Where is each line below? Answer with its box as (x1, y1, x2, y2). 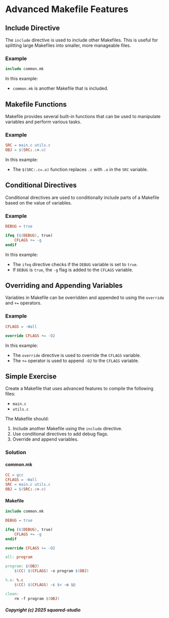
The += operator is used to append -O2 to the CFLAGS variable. (12, 357, 140, 364)
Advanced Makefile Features (5, 4, 129, 15)
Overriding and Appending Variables (5, 281, 123, 290)
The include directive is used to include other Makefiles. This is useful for (5, 37, 158, 43)
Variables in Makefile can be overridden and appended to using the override (5, 294, 164, 301)
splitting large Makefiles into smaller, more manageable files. (5, 42, 131, 48)
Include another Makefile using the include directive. (12, 426, 123, 432)
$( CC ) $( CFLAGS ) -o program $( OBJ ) (14, 569, 89, 574)
